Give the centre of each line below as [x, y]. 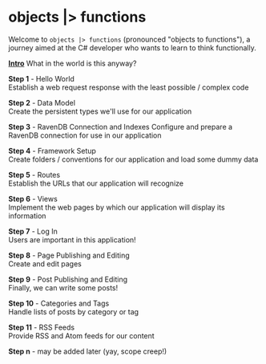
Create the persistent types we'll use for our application [100, 111]
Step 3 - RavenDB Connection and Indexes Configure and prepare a [121, 126]
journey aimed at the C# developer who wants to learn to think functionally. [132, 47]
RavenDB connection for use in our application [85, 135]
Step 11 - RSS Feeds [41, 327]
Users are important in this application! [72, 239]
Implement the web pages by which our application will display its [117, 207]
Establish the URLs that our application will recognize [96, 183]
